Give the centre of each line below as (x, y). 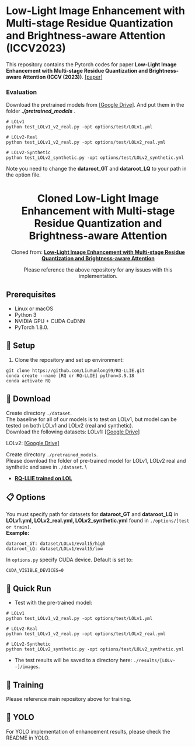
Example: (18, 533)
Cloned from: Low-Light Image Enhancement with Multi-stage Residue (98, 252)
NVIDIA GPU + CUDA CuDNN (50, 321)
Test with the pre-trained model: (53, 603)
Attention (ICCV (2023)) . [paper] (63, 77)
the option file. (23, 175)
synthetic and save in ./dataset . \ (46, 467)
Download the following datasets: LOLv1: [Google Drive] (73, 432)
